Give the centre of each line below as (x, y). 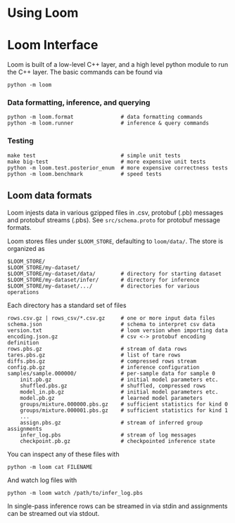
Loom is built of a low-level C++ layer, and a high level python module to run (118, 65)
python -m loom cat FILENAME (50, 467)
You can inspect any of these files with (63, 454)
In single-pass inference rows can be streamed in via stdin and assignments (118, 506)
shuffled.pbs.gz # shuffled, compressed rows (113, 386)
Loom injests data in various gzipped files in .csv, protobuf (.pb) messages (115, 212)
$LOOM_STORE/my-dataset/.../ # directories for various (103, 286)
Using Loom (43, 13)
